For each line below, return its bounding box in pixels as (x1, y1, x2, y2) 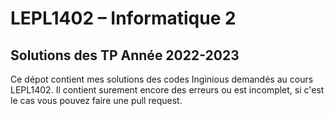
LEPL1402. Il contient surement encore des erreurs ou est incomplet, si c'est (10, 84, 325, 96)
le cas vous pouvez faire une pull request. (10, 95, 183, 106)
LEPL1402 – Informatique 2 (10, 7, 237, 30)
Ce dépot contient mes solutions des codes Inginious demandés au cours (10, 73, 314, 85)
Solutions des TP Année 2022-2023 (10, 47, 240, 64)
